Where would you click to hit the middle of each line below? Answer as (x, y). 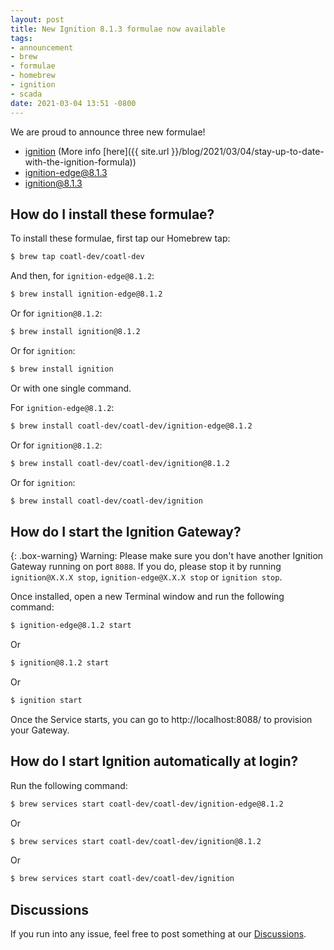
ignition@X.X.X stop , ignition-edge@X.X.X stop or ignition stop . (146, 577)
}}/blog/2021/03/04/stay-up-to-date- (248, 151)
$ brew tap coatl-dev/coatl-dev (77, 257)
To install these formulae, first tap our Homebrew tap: (120, 238)
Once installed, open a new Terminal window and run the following (147, 597)
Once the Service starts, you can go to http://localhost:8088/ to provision (161, 719)
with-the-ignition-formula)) (80, 162)
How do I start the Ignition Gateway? (126, 531)
